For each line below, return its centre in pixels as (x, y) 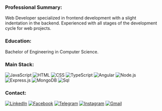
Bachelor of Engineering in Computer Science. (52, 52)
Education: (18, 41)
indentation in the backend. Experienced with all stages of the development (81, 23)
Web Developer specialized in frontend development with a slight (71, 18)
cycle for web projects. (28, 28)
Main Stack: (20, 64)
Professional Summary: (34, 7)
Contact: (16, 93)
